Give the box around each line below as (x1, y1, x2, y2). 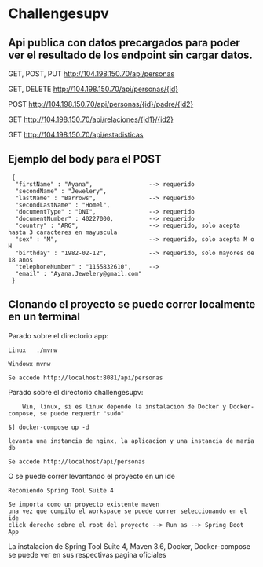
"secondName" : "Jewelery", (15, 187, 108, 195)
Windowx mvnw (8, 360, 51, 368)
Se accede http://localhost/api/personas (8, 457, 146, 466)
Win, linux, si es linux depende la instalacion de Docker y (22, 402, 226, 411)
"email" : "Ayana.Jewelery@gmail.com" (15, 269, 143, 277)
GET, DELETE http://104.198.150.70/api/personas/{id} (8, 84, 179, 93)
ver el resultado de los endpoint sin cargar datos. (8, 48, 254, 61)
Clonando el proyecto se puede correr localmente (8, 298, 256, 311)
